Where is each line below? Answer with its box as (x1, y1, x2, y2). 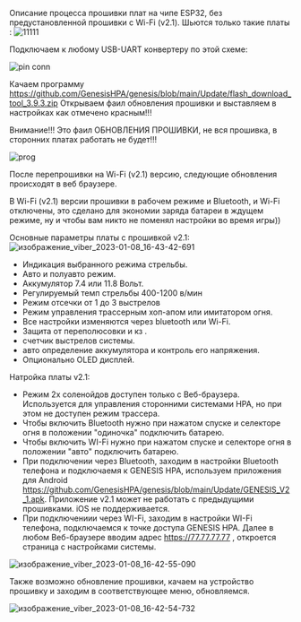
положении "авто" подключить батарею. (21, 446, 179, 456)
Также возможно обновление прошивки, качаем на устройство (9, 576, 254, 586)
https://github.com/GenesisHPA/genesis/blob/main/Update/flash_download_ (9, 89, 292, 99)
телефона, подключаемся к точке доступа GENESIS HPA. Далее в (21, 523, 274, 532)
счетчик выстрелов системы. (21, 335, 136, 346)
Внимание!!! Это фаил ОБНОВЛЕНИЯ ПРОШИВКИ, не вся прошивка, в (9, 125, 278, 135)
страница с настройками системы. (21, 541, 157, 552)
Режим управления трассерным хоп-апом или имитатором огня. (21, 307, 273, 317)
